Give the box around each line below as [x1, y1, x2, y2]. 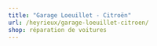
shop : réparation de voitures [8, 26, 108, 34]
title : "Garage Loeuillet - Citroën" [8, 11, 132, 19]
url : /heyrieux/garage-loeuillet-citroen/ [8, 19, 149, 27]
